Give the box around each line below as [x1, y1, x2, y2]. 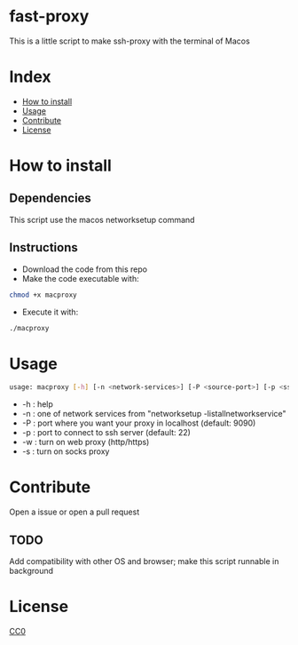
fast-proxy [9, 6, 90, 27]
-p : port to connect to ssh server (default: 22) [21, 427, 191, 438]
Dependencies [9, 191, 91, 206]
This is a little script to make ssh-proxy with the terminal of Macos [9, 36, 250, 46]
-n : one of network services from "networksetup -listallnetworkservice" [21, 409, 286, 419]
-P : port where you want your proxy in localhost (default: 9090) [21, 418, 256, 428]
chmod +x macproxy [9, 291, 77, 299]
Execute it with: [21, 307, 79, 317]
